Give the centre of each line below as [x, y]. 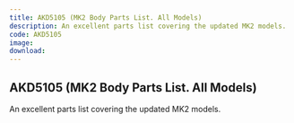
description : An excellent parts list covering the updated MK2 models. [148, 26]
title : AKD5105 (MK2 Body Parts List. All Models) [106, 18]
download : [28, 51]
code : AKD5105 [36, 34]
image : [22, 43]
